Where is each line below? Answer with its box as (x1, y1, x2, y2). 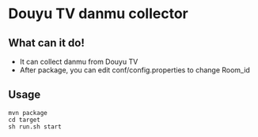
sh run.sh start (8, 123, 62, 131)
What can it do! (8, 36, 85, 50)
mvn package (8, 109, 47, 117)
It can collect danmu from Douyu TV (19, 57, 138, 66)
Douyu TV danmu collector (8, 5, 188, 23)
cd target (8, 116, 41, 124)
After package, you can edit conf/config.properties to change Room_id (19, 65, 251, 75)
